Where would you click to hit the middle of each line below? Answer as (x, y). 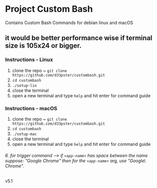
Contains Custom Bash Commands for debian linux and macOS (69, 23)
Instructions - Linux (29, 60)
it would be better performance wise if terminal (79, 38)
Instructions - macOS (31, 108)
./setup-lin (24, 85)
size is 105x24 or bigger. (44, 46)
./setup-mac (24, 134)
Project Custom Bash (49, 9)
